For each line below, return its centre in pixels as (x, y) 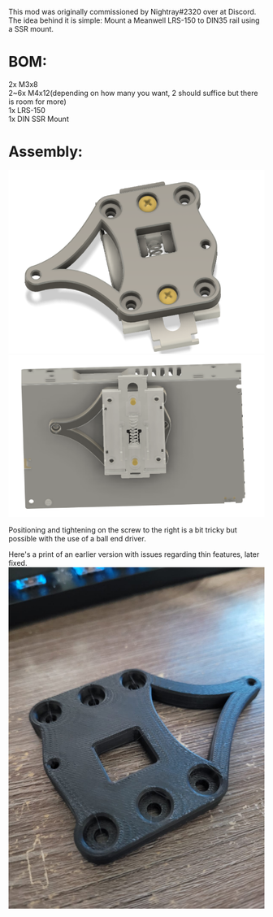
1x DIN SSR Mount (39, 119)
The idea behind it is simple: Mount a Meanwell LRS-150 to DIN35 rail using (134, 20)
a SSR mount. (31, 29)
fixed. (18, 563)
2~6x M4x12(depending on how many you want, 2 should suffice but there (133, 93)
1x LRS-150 (27, 110)
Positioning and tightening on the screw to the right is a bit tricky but (123, 530)
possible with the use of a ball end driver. (77, 539)
